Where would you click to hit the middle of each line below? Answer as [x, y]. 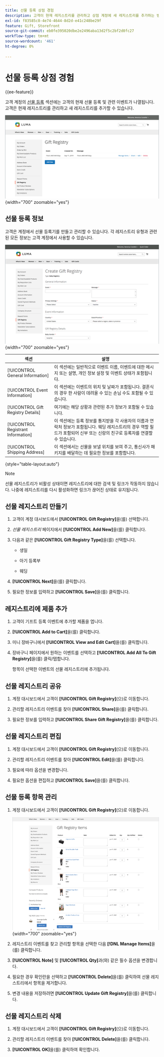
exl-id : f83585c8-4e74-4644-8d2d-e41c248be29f [53, 21]
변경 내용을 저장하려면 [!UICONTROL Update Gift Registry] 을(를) [76, 993]
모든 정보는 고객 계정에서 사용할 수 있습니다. [52, 238]
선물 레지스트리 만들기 [36, 507]
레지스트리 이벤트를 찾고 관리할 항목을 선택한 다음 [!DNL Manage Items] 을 [83, 944]
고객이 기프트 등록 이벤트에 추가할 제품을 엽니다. [58, 621]
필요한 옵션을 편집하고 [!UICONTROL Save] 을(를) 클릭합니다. [71, 780]
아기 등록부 [30, 561]
